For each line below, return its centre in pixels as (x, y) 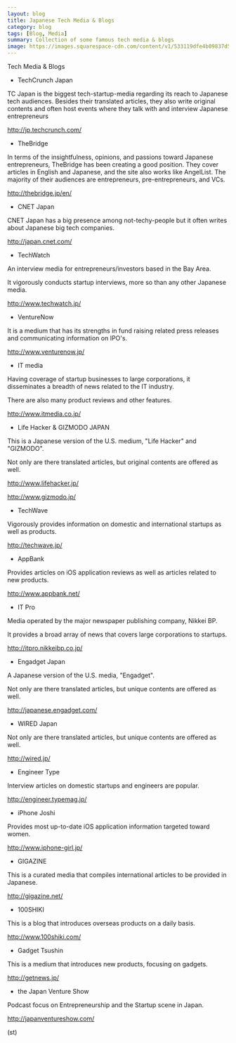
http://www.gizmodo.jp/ (41, 497)
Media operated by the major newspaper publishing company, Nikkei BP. (112, 621)
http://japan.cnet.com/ (40, 241)
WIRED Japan (37, 724)
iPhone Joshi (36, 813)
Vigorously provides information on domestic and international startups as (114, 524)
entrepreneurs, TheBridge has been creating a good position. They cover (113, 165)
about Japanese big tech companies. (61, 228)
